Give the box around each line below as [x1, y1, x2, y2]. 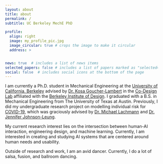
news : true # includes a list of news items [5, 60, 98, 66]
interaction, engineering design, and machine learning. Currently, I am [5, 128, 145, 134]
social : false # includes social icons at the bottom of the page [5, 70, 145, 74]
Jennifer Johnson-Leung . [5, 114, 56, 120]
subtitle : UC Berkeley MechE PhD [5, 20, 73, 26]
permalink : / [5, 16, 32, 21]
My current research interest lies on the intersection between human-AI [5, 124, 148, 129]
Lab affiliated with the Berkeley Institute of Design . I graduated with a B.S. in [5, 93, 157, 99]
